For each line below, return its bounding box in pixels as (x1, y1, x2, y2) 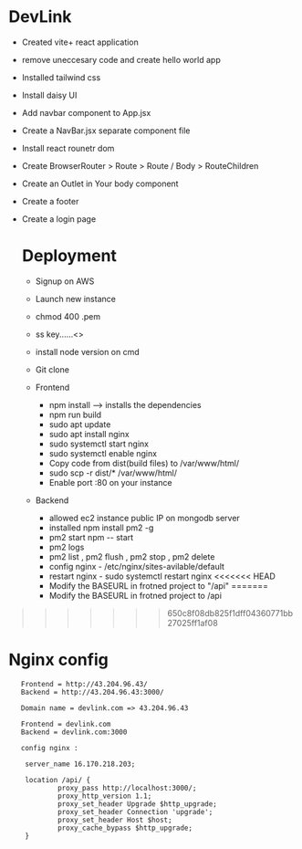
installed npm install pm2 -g (48, 522, 154, 533)
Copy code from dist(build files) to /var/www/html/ (48, 457, 240, 468)
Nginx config (8, 650, 109, 670)
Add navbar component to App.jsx (21, 107, 151, 118)
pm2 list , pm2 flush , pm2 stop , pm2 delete (48, 550, 215, 562)
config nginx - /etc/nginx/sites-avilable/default (48, 561, 225, 571)
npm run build (48, 409, 102, 420)
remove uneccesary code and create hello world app (21, 54, 221, 65)
